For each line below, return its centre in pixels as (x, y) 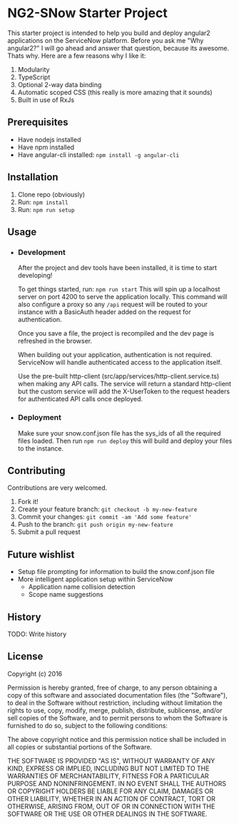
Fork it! (28, 502)
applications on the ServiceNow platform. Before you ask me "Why (106, 40)
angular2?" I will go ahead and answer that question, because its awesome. (118, 48)
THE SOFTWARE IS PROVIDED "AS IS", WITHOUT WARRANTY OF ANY (111, 760)
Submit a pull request (49, 532)
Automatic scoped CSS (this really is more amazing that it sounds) (115, 92)
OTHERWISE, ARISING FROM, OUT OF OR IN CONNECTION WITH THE (111, 806)
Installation (33, 177)
